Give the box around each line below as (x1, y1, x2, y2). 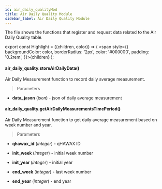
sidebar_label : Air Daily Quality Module (5, 16, 90, 21)
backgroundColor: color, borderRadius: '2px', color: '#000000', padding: (5, 49, 149, 55)
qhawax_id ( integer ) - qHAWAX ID (12, 141, 81, 146)
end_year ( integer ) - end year (12, 178, 72, 184)
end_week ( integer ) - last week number (12, 169, 91, 174)
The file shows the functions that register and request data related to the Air (5, 30, 156, 35)
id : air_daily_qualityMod (5, 7, 57, 12)
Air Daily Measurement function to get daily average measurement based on (5, 117, 157, 123)
